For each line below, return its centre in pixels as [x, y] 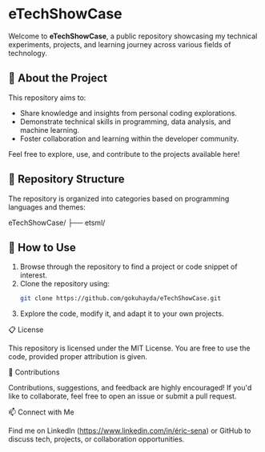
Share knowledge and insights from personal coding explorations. [128, 113]
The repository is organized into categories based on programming [119, 198]
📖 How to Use [42, 248]
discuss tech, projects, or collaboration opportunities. [96, 439]
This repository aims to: [47, 98]
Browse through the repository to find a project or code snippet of [128, 267]
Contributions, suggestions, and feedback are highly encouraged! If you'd [130, 388]
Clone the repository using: [65, 284]
